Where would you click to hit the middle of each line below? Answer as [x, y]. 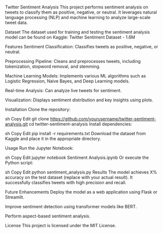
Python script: [19, 163]
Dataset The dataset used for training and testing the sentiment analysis [78, 32]
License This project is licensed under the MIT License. [61, 225]
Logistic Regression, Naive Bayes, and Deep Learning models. [68, 81]
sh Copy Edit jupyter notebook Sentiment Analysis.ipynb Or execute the [77, 157]
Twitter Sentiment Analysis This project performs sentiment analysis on [77, 7]
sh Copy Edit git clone [27, 119]
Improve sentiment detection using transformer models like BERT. [71, 206]
